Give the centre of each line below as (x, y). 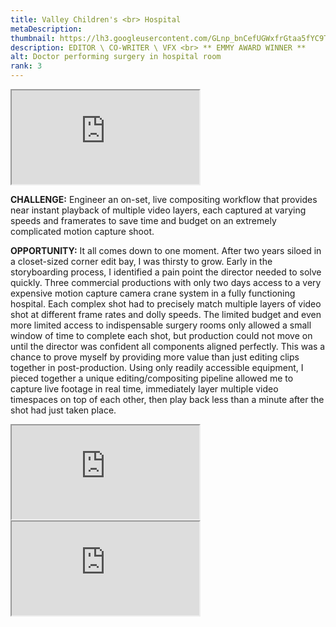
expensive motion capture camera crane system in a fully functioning (153, 293)
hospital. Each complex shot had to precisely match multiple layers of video (166, 304)
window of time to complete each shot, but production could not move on (161, 335)
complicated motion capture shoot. (82, 231)
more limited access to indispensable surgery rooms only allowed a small (161, 325)
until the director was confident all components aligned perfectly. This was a (168, 346)
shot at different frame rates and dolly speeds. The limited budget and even (166, 314)
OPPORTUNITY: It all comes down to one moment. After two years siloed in (166, 250)
